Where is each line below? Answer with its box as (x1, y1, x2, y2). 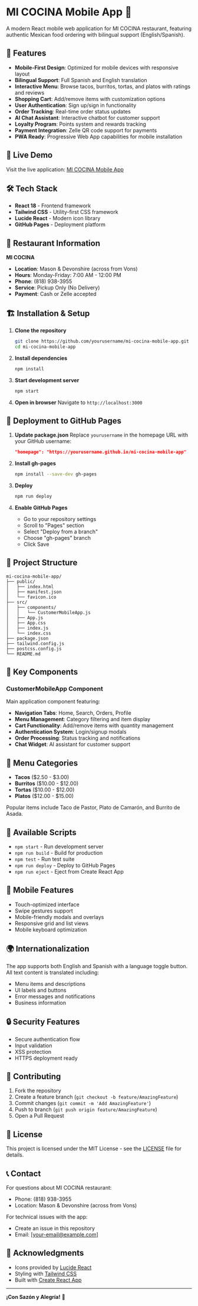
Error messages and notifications (14, 992, 95, 1000)
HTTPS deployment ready (14, 1054, 78, 1061)
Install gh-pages (14, 460, 56, 467)
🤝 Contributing (6, 1071, 61, 1082)
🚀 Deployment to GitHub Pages (6, 416, 122, 426)
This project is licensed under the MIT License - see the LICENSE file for (6, 1145, 181, 1152)
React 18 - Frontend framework (14, 202, 91, 209)
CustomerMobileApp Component (6, 685, 103, 693)
